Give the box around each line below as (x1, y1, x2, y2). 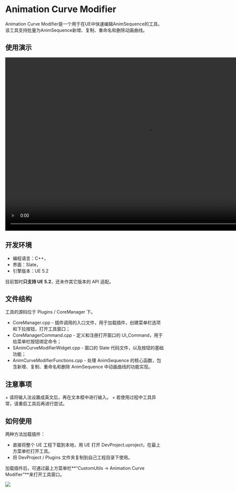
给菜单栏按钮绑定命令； (12, 339, 62, 345)
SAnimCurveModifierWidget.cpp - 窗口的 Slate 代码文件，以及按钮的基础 (12, 345, 164, 351)
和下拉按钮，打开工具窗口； (12, 326, 71, 332)
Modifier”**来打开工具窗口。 (5, 471, 65, 477)
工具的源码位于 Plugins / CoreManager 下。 (5, 309, 96, 315)
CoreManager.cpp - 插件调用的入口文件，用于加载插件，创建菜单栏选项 (12, 320, 161, 326)
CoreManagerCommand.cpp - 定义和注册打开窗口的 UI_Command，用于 (12, 332, 163, 338)
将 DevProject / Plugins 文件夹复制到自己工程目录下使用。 (12, 455, 133, 460)
